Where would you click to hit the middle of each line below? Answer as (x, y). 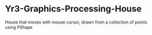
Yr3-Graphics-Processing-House (73, 9)
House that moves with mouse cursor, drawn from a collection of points (76, 22)
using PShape (19, 27)
